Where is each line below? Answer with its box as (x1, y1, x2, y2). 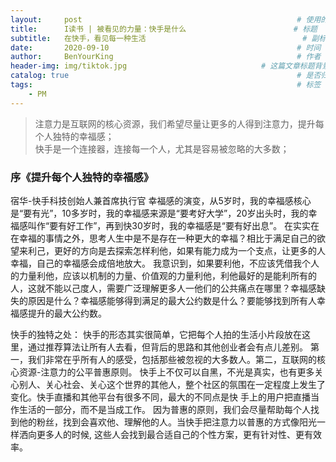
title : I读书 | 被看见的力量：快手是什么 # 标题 (10, 24, 318, 34)
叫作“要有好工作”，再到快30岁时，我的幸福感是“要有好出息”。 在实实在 (27, 219, 320, 231)
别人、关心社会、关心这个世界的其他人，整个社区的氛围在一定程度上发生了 (18, 378, 326, 390)
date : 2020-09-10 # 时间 (10, 42, 322, 53)
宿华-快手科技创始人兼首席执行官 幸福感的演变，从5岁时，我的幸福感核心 (10, 194, 312, 206)
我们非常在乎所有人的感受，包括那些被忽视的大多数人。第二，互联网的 (27, 353, 317, 365)
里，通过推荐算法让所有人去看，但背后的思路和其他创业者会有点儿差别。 (10, 341, 308, 353)
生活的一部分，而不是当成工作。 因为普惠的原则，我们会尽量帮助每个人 (18, 403, 311, 415)
